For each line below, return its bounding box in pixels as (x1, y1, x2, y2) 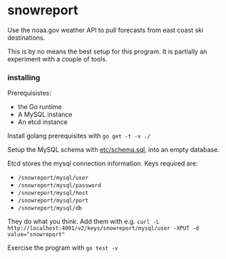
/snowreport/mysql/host (17, 190, 89, 197)
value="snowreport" (7, 231, 66, 238)
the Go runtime (17, 103, 62, 111)
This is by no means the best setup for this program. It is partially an (7, 47, 207, 56)
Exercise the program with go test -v (7, 243, 118, 252)
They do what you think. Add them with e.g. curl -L (7, 217, 160, 226)
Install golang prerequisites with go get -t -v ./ (7, 131, 151, 141)
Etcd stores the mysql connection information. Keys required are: (7, 159, 198, 168)
